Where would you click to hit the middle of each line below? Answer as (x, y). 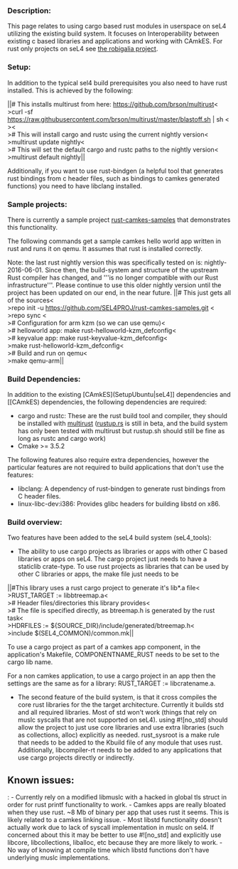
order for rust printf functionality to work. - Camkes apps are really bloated (117, 805)
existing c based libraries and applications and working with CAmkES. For (115, 41)
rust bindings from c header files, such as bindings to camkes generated (114, 178)
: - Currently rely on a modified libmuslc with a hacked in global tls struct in (117, 797)
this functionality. (33, 227)
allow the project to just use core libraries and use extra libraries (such (121, 727)
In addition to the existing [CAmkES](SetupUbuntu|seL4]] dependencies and (119, 395)
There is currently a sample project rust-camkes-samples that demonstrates (119, 220)
